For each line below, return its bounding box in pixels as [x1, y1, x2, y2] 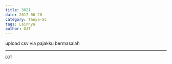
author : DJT [5, 26, 31, 31]
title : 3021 [5, 7, 31, 13]
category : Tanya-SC [5, 17, 47, 22]
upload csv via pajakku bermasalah [5, 40, 80, 46]
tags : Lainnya [5, 21, 36, 27]
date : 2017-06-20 [5, 12, 42, 17]
